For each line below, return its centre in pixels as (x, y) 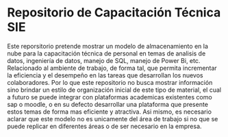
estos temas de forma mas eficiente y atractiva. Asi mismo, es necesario (110, 112)
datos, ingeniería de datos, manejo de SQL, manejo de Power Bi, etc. (104, 60)
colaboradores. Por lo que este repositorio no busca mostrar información (110, 82)
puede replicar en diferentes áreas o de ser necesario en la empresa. (104, 126)
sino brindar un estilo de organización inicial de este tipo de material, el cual (114, 90)
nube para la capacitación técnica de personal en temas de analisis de (106, 53)
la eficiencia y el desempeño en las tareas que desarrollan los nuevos (105, 75)
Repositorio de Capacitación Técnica (114, 13)
